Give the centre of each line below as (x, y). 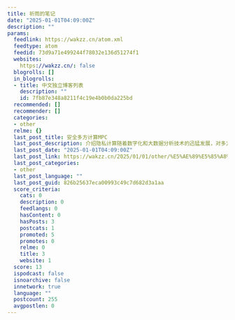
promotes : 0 (37, 241)
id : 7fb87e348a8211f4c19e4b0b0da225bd (76, 99)
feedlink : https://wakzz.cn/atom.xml (69, 40)
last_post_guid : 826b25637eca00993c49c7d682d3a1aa (89, 182)
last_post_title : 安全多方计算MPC (60, 137)
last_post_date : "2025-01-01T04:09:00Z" (73, 150)
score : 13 (28, 267)
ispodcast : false (39, 273)
